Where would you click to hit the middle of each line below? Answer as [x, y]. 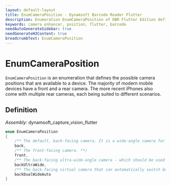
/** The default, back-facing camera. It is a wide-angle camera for [90, 141]
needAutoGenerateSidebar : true [38, 29]
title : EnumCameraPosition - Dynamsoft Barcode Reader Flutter [74, 15]
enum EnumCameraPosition [32, 131]
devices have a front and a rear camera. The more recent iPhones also [79, 88]
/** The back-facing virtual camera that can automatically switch [87, 169]
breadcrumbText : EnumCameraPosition [44, 39]
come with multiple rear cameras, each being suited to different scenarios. [83, 94]
